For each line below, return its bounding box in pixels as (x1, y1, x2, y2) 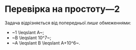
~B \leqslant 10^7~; (11, 35, 52, 41)
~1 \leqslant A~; (11, 29, 44, 35)
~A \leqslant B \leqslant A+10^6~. (11, 40, 81, 46)
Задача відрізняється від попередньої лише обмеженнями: (4, 20, 132, 26)
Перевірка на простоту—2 (4, 3, 120, 15)
